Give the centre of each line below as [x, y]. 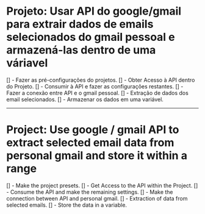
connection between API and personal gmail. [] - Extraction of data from [97, 198]
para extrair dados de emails [80, 24]
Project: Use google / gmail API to [93, 130]
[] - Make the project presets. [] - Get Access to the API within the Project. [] [102, 185]
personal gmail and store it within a [97, 156]
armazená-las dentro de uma [81, 50]
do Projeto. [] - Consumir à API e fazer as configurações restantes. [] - [95, 86]
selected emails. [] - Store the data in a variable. [67, 205]
